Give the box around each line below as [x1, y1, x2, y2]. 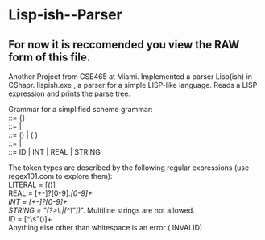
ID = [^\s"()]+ [8, 214, 52, 223]
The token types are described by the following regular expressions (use [8, 163, 250, 172]
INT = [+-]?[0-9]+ [8, 197, 68, 206]
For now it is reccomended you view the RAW [8, 38, 240, 52]
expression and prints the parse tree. [8, 89, 131, 98]
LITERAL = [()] [8, 180, 56, 189]
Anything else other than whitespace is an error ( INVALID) [8, 223, 203, 232]
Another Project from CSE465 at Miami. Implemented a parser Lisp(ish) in [8, 72, 252, 81]
